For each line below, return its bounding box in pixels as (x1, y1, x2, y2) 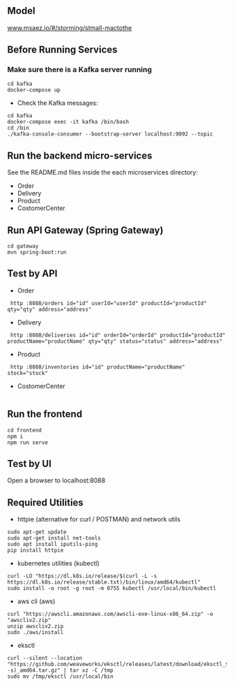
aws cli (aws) (17, 597, 56, 605)
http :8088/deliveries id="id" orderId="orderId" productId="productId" (10, 332, 226, 339)
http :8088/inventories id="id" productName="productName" (10, 363, 186, 371)
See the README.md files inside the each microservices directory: (7, 168, 198, 177)
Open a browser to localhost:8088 (7, 476, 106, 485)
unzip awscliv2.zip (7, 623, 64, 630)
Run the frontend (7, 408, 82, 420)
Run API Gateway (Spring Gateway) (7, 224, 164, 236)
